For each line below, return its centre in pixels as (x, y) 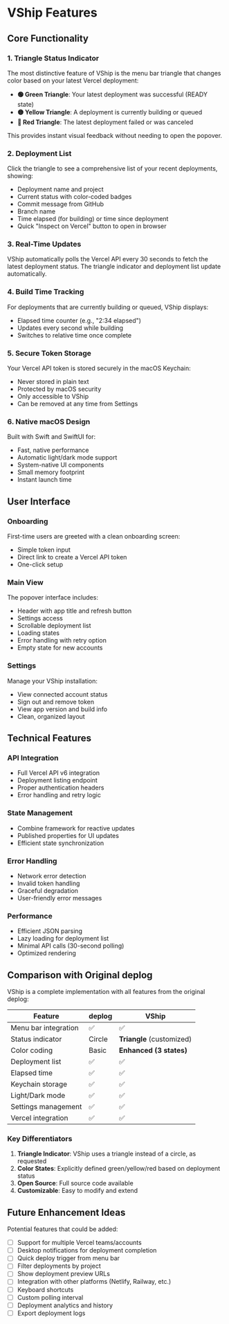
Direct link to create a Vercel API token (72, 557)
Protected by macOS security (59, 389)
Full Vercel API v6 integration (58, 773)
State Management (40, 813)
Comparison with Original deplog (80, 975)
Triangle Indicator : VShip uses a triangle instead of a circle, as (107, 1154)
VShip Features (53, 13)
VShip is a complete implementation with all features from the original (106, 992)
